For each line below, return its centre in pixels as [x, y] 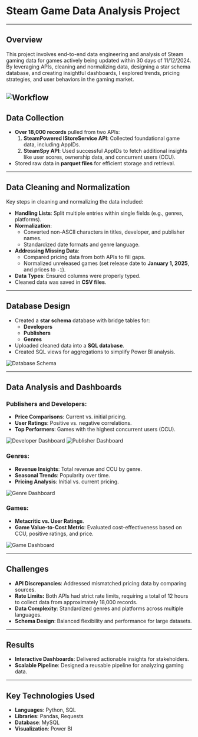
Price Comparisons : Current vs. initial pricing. [70, 417]
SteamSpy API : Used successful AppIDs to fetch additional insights [105, 150]
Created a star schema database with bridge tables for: [82, 320]
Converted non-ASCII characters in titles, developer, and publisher [104, 232]
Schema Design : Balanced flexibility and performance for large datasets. [103, 621]
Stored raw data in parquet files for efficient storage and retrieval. [95, 163]
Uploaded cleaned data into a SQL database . [70, 345]
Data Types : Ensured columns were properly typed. [77, 276]
